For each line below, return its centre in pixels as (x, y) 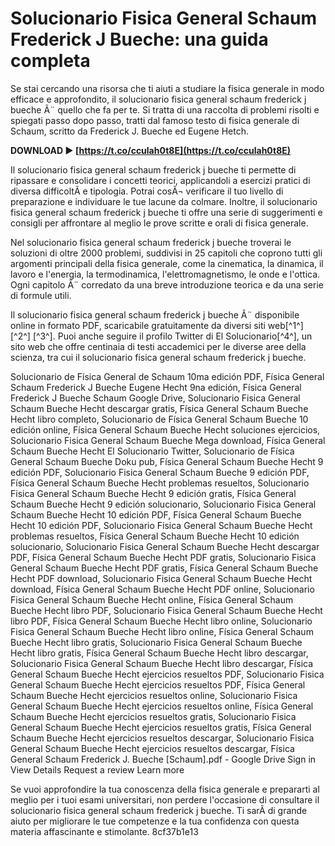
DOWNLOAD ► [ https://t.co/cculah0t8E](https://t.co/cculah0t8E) (151, 150)
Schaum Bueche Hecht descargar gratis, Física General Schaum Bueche (159, 408)
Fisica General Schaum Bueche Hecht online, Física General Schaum (152, 599)
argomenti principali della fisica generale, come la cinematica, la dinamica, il (167, 263)
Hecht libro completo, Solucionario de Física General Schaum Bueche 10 (159, 419)
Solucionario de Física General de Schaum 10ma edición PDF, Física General (167, 376)
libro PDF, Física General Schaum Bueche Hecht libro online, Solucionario (161, 621)
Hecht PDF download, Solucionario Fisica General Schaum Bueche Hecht (161, 578)
